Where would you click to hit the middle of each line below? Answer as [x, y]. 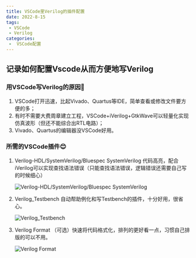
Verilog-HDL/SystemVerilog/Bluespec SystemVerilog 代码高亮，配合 [97, 161]
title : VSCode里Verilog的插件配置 [45, 11]
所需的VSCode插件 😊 [36, 147]
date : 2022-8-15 [26, 17]
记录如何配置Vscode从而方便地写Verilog [80, 69]
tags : [13, 22]
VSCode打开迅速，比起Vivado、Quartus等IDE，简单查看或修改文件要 [98, 101]
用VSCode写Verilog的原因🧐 [45, 87]
